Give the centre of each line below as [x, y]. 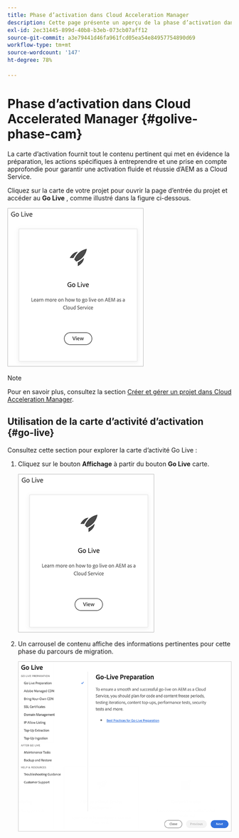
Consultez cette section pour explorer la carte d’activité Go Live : [102, 450]
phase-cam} [45, 134]
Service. [20, 176]
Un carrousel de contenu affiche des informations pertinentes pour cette [124, 643]
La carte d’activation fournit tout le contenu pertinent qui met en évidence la [118, 154]
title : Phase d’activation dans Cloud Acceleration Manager [99, 15]
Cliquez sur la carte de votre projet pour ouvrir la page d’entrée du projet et [117, 190]
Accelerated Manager [73, 119]
